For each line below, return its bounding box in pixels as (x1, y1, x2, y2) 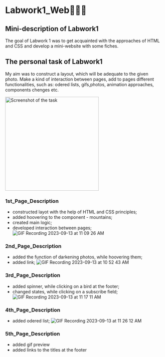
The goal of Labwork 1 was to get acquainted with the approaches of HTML (5, 38, 161, 44)
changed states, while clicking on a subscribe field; (12, 288, 118, 294)
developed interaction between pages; (12, 225, 92, 231)
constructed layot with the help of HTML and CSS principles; (12, 209, 137, 215)
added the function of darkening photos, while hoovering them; (12, 254, 143, 260)
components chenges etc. (5, 87, 59, 93)
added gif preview (12, 341, 50, 347)
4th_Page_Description (5, 306, 61, 313)
